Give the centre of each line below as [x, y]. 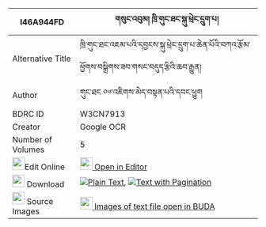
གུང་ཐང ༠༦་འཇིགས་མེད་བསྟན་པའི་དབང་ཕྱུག [141, 92]
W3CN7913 [103, 114]
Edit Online [45, 167]
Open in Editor [121, 167]
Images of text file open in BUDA [155, 206]
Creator [27, 127]
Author [25, 95]
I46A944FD [42, 21]
